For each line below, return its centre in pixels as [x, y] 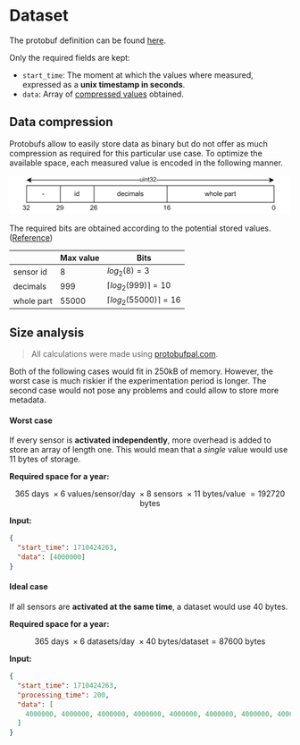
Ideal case [29, 587]
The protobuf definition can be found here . [88, 40]
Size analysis [47, 332]
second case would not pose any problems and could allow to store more [144, 391]
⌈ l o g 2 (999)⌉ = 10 [139, 286]
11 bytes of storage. [45, 459]
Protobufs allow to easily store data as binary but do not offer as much [138, 143]
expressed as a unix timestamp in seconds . [104, 84]
